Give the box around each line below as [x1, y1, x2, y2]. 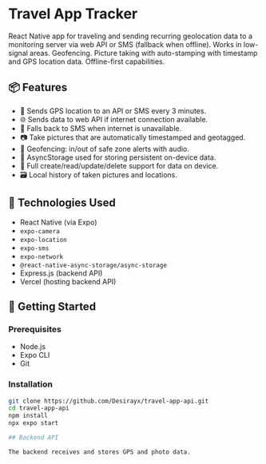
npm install [8, 412, 48, 420]
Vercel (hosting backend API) [19, 276, 117, 286]
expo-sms [19, 244, 50, 252]
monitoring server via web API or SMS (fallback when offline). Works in [8, 39, 242, 49]
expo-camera [19, 227, 60, 236]
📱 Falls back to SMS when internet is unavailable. [19, 123, 182, 133]
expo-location [19, 236, 67, 244]
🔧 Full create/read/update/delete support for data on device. [19, 161, 219, 170]
